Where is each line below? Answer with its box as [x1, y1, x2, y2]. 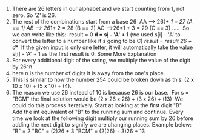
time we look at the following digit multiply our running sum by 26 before [12, 115, 194, 122]
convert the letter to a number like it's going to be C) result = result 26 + [12, 38, 192, 44]
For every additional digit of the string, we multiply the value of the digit [12, 57, 191, 64]
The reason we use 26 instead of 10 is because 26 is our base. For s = [12, 89, 189, 96]
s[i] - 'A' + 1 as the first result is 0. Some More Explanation [12, 50, 157, 57]
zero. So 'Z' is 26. [12, 12, 56, 19]
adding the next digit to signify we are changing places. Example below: [12, 121, 192, 128]
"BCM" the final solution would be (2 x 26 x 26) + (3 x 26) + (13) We [12, 95, 184, 102]
